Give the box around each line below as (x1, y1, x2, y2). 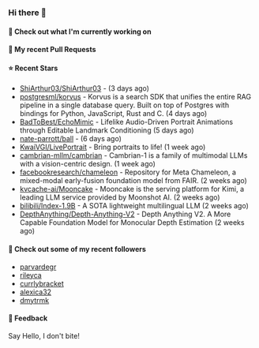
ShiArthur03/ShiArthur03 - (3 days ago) (19, 84, 150, 93)
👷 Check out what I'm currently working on (8, 27, 152, 36)
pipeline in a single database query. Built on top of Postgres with (19, 100, 230, 110)
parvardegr (19, 262, 57, 271)
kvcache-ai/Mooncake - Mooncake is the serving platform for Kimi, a (19, 185, 245, 194)
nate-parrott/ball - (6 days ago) (19, 134, 122, 144)
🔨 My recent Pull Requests (8, 45, 96, 54)
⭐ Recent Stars (8, 63, 58, 73)
